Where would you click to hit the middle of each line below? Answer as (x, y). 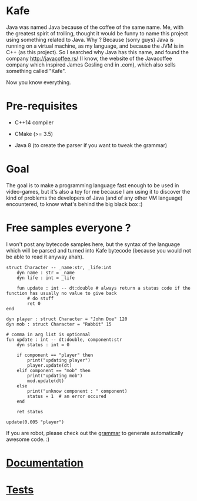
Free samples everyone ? (69, 228)
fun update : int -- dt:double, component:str (64, 340)
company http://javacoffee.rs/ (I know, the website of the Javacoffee (89, 58)
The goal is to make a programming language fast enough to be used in (93, 185)
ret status (30, 412)
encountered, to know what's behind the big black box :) (74, 204)
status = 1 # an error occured (67, 396)
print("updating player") (59, 360)
